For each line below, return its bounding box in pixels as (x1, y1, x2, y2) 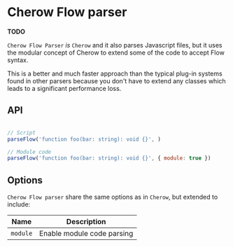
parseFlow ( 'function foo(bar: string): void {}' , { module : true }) (7, 155, 211, 162)
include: (7, 200, 31, 209)
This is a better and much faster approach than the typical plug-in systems (7, 69, 223, 78)
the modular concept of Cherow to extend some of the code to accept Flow (7, 48, 225, 57)
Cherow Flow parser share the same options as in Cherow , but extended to (7, 193, 218, 202)
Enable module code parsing (39, 229, 134, 239)
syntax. (7, 55, 29, 64)
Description (66, 217, 106, 227)
